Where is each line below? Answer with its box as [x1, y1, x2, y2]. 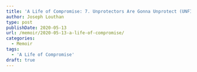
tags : [6, 46, 19, 52]
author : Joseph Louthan [6, 14, 64, 20]
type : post [6, 19, 33, 25]
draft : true [6, 57, 35, 63]
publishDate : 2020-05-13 [6, 24, 67, 31]
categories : [6, 35, 35, 41]
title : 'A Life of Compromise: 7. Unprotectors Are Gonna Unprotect [6, 8, 177, 15]
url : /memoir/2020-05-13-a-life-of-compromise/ [6, 30, 125, 36]
